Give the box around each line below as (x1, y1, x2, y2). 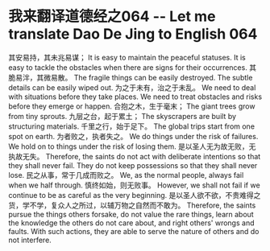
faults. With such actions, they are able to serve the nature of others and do (8, 226, 260, 236)
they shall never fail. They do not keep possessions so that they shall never (8, 160, 258, 170)
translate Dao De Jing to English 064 (8, 25, 258, 43)
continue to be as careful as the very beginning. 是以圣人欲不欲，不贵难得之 (8, 190, 261, 200)
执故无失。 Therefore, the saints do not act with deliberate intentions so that (8, 151, 261, 161)
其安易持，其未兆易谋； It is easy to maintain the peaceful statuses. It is (8, 52, 246, 62)
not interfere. (8, 235, 52, 245)
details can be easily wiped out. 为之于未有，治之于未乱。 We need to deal (8, 82, 256, 93)
